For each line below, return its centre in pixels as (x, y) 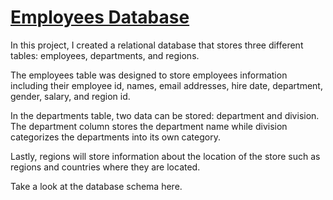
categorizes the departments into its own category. (115, 137)
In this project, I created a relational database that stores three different (157, 45)
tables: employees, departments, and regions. (105, 55)
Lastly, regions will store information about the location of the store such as (165, 156)
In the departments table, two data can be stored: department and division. (165, 115)
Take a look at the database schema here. (96, 186)
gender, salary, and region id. (70, 96)
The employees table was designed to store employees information (149, 75)
